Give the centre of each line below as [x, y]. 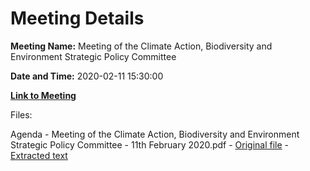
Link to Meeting [43, 95]
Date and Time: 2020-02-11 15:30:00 [87, 76]
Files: [21, 114]
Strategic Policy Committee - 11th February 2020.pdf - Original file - [150, 144]
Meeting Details [77, 18]
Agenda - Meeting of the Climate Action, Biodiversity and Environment [155, 134]
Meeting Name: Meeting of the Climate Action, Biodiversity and [141, 46]
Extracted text [39, 155]
